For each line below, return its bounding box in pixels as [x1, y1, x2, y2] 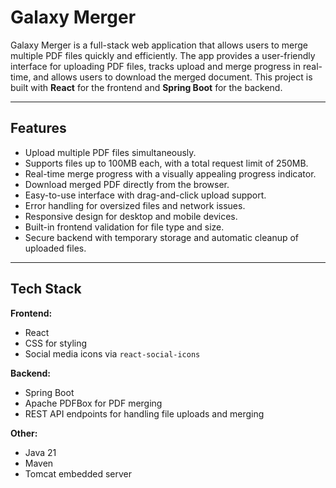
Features [10, 120, 67, 137]
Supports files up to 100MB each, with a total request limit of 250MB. [24, 157, 309, 169]
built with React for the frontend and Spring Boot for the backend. [10, 81, 283, 93]
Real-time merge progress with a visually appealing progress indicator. [24, 167, 317, 180]
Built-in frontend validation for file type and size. [24, 221, 225, 233]
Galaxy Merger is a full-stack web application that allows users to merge [10, 39, 308, 51]
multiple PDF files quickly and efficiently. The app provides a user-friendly [10, 49, 316, 61]
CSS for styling [24, 337, 88, 349]
